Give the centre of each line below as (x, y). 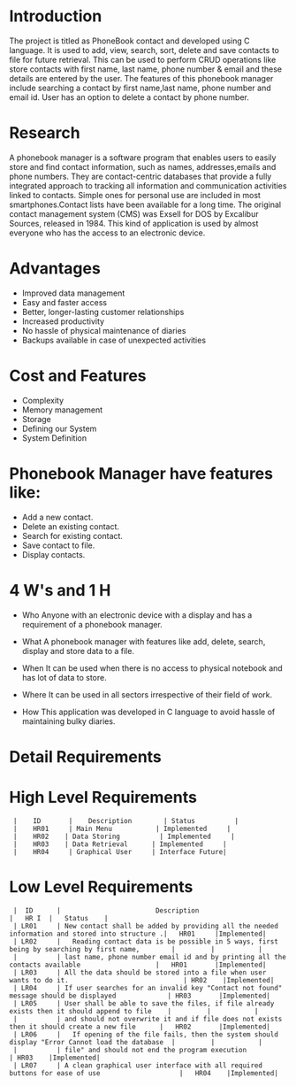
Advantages (55, 269)
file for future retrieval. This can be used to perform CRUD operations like (143, 59)
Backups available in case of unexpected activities (114, 340)
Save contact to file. (58, 545)
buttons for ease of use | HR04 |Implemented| (144, 1073)
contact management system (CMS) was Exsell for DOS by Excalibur (134, 213)
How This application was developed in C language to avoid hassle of (148, 712)
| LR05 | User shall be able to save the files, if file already (144, 1003)
